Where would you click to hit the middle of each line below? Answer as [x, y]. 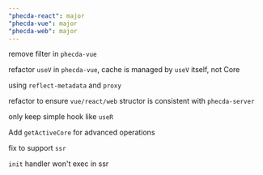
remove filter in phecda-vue [53, 54]
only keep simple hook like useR [61, 117]
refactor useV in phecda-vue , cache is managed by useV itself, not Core [124, 70]
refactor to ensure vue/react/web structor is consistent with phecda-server [131, 101]
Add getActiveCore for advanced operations [82, 132]
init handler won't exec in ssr [59, 164]
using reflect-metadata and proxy [65, 85]
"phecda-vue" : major [43, 23]
